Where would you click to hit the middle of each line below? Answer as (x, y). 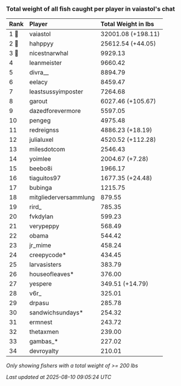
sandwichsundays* (56, 313)
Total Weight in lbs (127, 24)
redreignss (44, 130)
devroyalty (44, 351)
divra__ (39, 73)
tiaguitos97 (45, 178)
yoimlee (40, 159)
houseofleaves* (52, 274)
